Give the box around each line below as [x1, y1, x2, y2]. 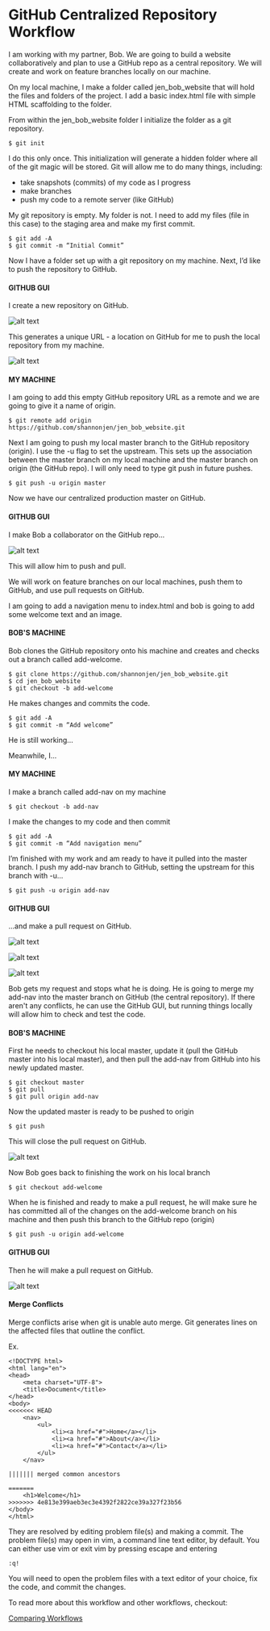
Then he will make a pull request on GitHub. [8, 1265, 154, 1275]
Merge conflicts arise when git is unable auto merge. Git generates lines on [8, 1317, 258, 1327]
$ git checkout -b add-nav [8, 803, 99, 811]
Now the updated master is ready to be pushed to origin [8, 1107, 194, 1116]
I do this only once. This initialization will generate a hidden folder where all [8, 153, 258, 163]
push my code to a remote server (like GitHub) [19, 194, 175, 204]
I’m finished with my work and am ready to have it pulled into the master [8, 853, 247, 863]
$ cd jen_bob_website [8, 677, 81, 685]
